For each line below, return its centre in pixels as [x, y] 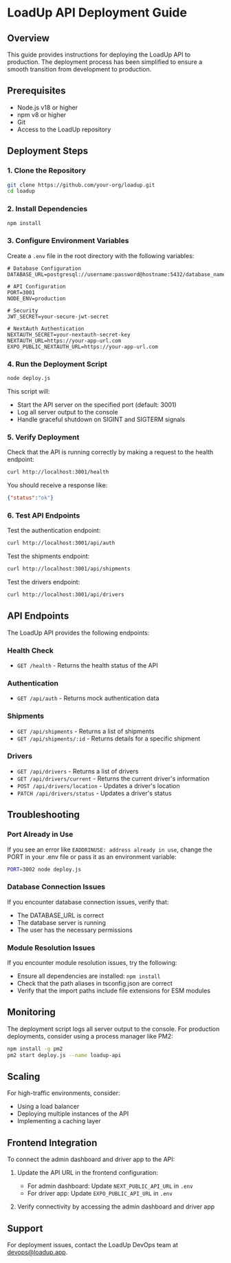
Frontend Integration [52, 1143]
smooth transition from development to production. [79, 69]
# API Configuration [37, 286]
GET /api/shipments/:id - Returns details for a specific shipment [109, 739]
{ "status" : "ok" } [30, 498]
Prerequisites [36, 91]
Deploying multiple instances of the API [73, 1114]
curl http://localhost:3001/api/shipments [69, 569]
